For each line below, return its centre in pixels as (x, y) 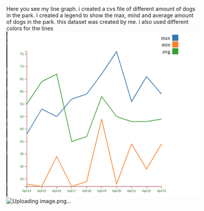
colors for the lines (30, 28)
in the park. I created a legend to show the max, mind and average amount (100, 15)
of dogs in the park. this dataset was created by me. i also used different (97, 22)
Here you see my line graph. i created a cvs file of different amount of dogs (101, 9)
